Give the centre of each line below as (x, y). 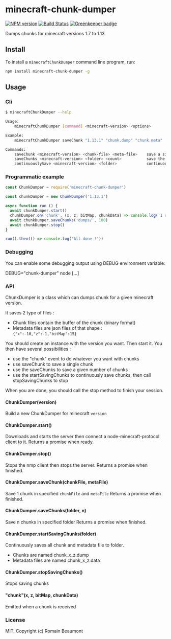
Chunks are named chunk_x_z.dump (51, 555)
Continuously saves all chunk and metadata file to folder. (65, 545)
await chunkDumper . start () (38, 211)
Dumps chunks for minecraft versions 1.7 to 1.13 (55, 33)
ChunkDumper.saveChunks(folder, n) (46, 511)
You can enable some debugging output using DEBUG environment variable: (85, 263)
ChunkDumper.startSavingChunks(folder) (51, 534)
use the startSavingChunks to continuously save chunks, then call (82, 375)
